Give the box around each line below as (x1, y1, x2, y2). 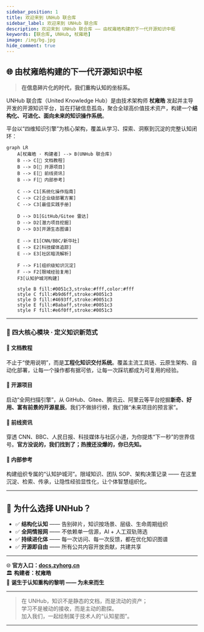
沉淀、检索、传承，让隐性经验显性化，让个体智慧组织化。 (6, 478, 150, 485)
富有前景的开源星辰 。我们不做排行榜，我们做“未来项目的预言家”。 (16, 404, 182, 411)
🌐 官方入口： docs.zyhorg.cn (6, 562, 80, 569)
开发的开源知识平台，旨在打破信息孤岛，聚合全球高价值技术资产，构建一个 (6, 104, 192, 112)
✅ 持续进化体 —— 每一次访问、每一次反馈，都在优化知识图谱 (15, 536, 168, 543)
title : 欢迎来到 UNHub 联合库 (6, 15, 76, 21)
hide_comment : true (6, 43, 56, 49)
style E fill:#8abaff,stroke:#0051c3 (17, 301, 113, 308)
